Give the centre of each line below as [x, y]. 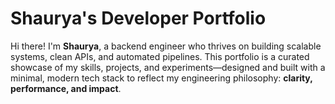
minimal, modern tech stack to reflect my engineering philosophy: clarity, [161, 78]
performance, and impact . [66, 88]
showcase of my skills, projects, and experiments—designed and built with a [168, 67]
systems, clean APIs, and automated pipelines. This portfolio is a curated [160, 56]
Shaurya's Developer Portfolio [138, 18]
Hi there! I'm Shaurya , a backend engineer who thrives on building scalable [166, 46]
